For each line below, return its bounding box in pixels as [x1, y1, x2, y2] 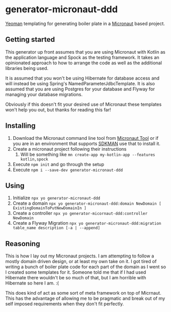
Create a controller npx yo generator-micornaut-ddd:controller [12, 210, 147, 217]
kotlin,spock [20, 157, 49, 162]
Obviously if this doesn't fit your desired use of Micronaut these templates [5, 101, 162, 107]
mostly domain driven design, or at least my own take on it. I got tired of [5, 258, 157, 265]
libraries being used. [5, 65, 49, 71]
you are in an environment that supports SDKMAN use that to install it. [12, 140, 161, 147]
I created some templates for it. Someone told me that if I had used [5, 269, 146, 275]
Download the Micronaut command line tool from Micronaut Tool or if [12, 135, 159, 141]
